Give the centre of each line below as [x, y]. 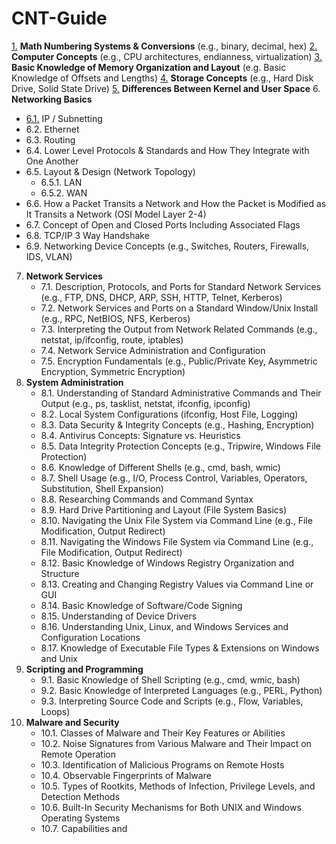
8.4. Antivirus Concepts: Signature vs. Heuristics [140, 435]
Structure [60, 573]
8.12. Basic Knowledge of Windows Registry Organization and [167, 563]
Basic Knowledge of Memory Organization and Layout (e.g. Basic [149, 67]
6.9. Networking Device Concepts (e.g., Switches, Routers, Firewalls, [167, 246]
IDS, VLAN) [49, 256]
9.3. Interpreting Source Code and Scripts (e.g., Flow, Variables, [172, 701]
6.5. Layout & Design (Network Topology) [110, 171]
